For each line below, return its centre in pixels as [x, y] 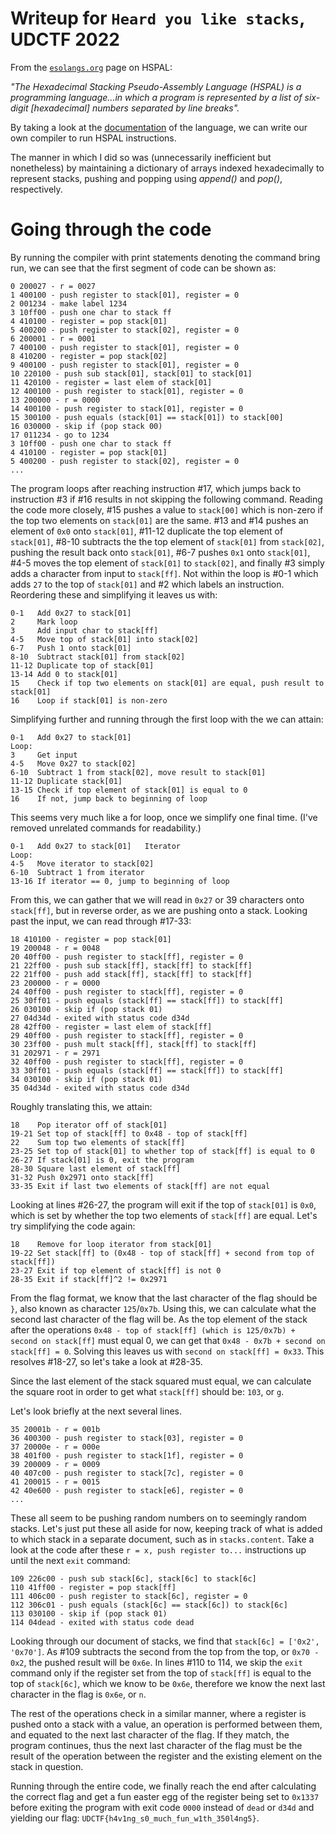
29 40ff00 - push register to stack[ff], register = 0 [127, 1035]
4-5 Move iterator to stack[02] [82, 863]
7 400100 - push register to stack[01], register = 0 [125, 347]
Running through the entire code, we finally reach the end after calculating [163, 1786]
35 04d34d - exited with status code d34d [100, 1088]
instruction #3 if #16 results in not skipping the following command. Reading [166, 499]
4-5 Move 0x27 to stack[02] [73, 763]
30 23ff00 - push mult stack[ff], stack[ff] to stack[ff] [133, 1044]
